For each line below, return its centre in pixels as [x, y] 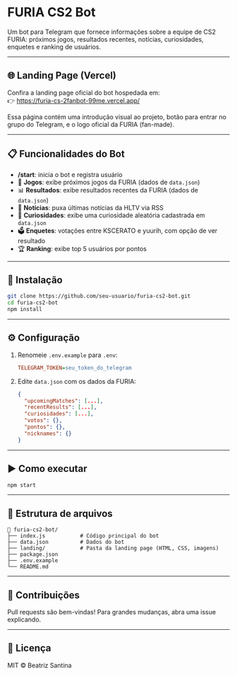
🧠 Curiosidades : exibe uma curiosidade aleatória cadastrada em [111, 215]
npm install [25, 310]
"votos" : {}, [43, 420]
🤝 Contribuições [43, 595]
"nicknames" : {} [48, 433]
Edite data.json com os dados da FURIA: [77, 381]
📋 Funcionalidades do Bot [66, 154]
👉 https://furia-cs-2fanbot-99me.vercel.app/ [74, 100]
